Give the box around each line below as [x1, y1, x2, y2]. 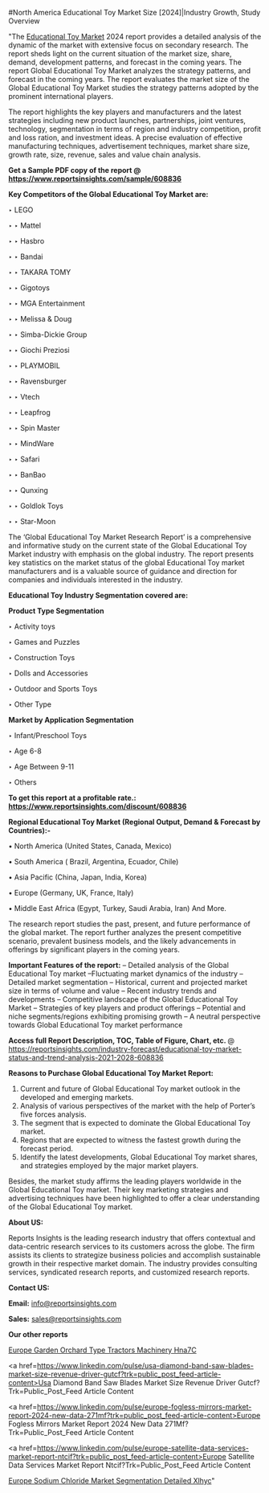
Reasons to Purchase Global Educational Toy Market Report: [8, 1068, 214, 1077]
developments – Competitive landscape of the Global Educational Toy [8, 995, 238, 1004]
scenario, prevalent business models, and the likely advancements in [8, 937, 237, 945]
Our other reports [8, 1330, 68, 1339]
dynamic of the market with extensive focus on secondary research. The [8, 40, 249, 50]
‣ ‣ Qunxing [8, 486, 48, 494]
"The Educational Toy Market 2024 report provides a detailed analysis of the [8, 32, 262, 41]
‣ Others [8, 777, 38, 787]
